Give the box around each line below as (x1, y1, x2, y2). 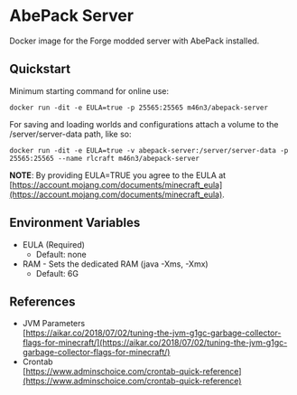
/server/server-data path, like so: (9, 128, 132, 139)
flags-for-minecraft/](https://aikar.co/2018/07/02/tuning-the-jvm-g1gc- (22, 337, 288, 348)
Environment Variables (9, 215, 141, 230)
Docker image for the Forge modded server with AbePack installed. (9, 35, 260, 46)
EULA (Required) (22, 239, 86, 249)
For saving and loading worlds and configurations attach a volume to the (9, 118, 279, 129)
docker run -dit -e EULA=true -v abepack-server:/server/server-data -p (9, 146, 289, 155)
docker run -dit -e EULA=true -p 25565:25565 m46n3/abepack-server (9, 103, 269, 112)
